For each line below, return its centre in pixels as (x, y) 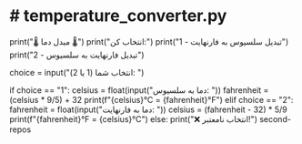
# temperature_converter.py (118, 16)
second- (275, 118)
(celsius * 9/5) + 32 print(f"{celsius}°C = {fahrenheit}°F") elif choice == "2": (151, 99)
